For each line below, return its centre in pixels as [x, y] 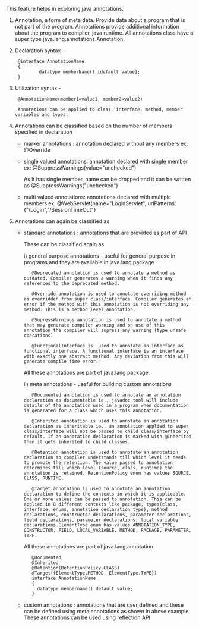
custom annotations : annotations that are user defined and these [104, 605]
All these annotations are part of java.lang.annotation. [89, 546]
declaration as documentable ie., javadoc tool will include [101, 400]
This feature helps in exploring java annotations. [65, 9]
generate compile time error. [61, 362]
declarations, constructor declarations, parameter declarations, [108, 515]
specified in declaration [43, 132]
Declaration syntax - [40, 51]
